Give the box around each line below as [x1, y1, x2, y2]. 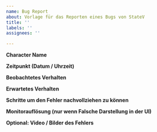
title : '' [6, 19, 30, 25]
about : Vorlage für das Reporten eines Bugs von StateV [6, 14, 145, 20]
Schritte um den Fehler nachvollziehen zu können [6, 97, 129, 104]
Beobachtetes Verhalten [6, 74, 67, 81]
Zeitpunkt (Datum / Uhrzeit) [6, 62, 75, 70]
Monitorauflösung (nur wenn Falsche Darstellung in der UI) [6, 108, 152, 115]
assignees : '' [6, 30, 41, 36]
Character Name [6, 51, 47, 58]
